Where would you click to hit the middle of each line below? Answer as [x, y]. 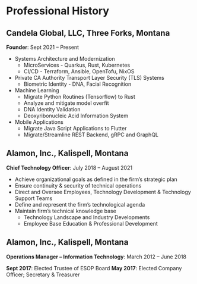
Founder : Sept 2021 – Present [42, 47]
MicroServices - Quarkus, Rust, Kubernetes [77, 65]
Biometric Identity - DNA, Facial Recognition [77, 84]
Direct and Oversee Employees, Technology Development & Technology [103, 192]
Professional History [58, 11]
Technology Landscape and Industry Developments [87, 217]
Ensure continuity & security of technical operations [78, 185]
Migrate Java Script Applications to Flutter [75, 128]
